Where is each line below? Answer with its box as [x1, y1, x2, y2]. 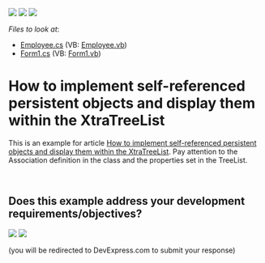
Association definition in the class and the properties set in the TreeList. [8, 155, 248, 165]
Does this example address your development [8, 194, 246, 208]
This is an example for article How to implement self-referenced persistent [8, 138, 257, 147]
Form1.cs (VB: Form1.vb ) [19, 49, 101, 58]
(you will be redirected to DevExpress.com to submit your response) [8, 245, 236, 255]
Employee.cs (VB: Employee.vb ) [19, 40, 127, 49]
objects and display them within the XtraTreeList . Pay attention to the [8, 146, 238, 156]
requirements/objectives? [8, 207, 143, 221]
